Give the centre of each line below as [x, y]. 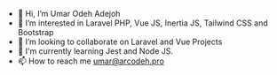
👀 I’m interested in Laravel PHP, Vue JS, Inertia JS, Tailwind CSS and [142, 23]
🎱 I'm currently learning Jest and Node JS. [95, 51]
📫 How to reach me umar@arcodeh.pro [91, 61]
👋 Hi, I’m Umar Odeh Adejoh [69, 14]
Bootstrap [36, 32]
